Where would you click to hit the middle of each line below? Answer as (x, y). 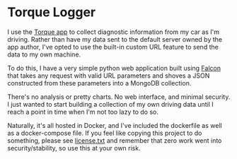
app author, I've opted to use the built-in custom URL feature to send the (113, 47)
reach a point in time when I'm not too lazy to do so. (83, 112)
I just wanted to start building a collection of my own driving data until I (110, 104)
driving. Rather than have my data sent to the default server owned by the (115, 39)
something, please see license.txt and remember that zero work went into (115, 140)
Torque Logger (52, 12)
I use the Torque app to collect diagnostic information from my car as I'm (114, 32)
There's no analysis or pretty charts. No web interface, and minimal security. (119, 97)
